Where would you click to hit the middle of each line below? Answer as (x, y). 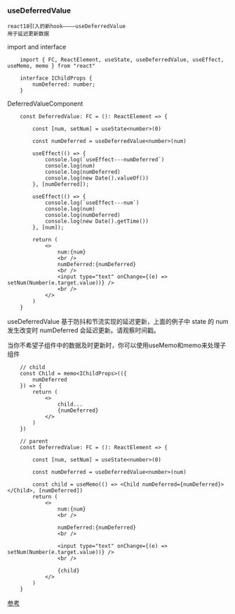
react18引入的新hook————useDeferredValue (67, 27)
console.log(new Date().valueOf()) (97, 178)
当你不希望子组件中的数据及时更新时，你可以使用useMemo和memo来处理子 (117, 345)
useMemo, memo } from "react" (52, 66)
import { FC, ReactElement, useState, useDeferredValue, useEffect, (122, 60)
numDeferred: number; (64, 84)
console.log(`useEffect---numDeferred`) (105, 160)
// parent (34, 441)
